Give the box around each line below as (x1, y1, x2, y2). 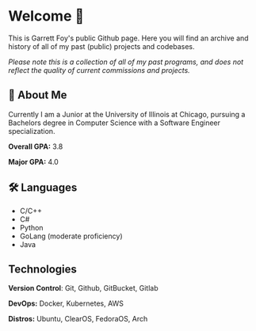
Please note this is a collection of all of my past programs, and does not (8, 57, 244, 67)
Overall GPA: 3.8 (8, 142, 63, 151)
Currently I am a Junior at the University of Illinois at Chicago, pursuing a (8, 109, 246, 119)
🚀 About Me (8, 89, 67, 102)
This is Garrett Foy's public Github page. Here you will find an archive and (8, 33, 249, 43)
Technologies (8, 262, 78, 276)
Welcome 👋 (8, 7, 85, 25)
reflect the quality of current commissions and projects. (8, 65, 190, 74)
